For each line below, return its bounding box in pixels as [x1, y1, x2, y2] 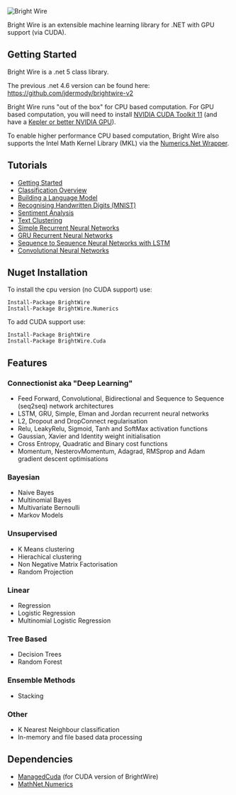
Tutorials [7, 160, 47, 172]
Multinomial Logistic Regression [17, 616, 111, 625]
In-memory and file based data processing [17, 733, 143, 741]
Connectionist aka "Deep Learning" [7, 378, 133, 388]
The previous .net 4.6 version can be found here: [7, 81, 150, 89]
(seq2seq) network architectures [17, 402, 114, 411]
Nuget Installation [7, 267, 89, 279]
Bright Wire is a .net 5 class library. [7, 67, 109, 76]
